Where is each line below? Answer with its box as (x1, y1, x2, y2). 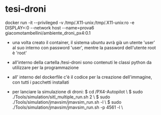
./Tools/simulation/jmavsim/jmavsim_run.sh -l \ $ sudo (12, 99, 121, 105)
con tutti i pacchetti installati (12, 79, 69, 85)
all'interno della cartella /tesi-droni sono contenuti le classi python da (12, 59, 152, 65)
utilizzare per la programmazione (12, 65, 79, 70)
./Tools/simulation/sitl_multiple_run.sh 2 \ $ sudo (12, 94, 110, 100)
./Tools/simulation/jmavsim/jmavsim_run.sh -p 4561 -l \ (12, 104, 123, 110)
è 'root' (12, 50, 27, 56)
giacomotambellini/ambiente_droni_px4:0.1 (5, 30, 91, 36)
